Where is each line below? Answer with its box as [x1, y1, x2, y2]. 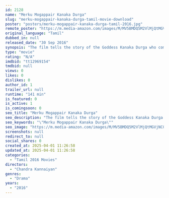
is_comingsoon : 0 [5, 106, 42, 111]
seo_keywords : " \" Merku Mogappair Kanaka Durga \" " [5, 119, 114, 125]
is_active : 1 [5, 101, 33, 106]
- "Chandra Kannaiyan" [10, 167, 57, 172]
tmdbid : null [5, 63, 33, 69]
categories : [5, 153, 30, 158]
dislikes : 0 [5, 78, 30, 83]
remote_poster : [5, 26, 37, 31]
